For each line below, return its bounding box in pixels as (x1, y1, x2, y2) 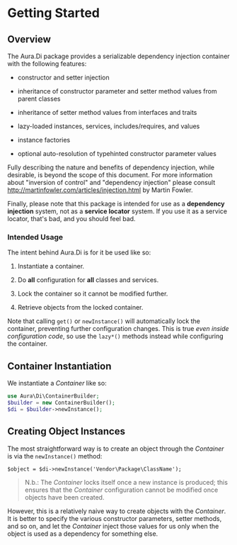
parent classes (17, 94, 61, 103)
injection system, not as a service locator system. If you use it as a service (7, 207, 228, 215)
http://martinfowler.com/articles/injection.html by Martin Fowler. (7, 186, 193, 194)
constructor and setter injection (17, 73, 110, 82)
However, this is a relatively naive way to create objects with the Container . (7, 507, 226, 515)
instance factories (17, 136, 71, 144)
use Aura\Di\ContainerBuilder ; (7, 393, 100, 400)
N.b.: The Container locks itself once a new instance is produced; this (24, 478, 229, 486)
